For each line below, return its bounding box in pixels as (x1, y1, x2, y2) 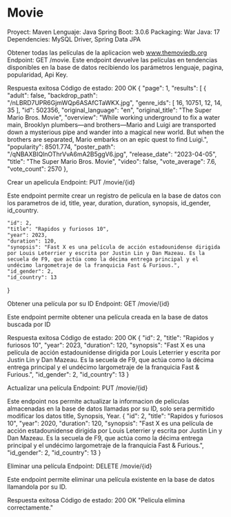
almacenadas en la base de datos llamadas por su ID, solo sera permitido (7, 404, 215, 413)
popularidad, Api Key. (7, 70, 68, 79)
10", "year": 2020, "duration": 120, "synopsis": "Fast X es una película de (7, 419, 214, 427)
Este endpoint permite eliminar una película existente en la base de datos (7, 475, 215, 483)
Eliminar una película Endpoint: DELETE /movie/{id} (7, 462, 152, 470)
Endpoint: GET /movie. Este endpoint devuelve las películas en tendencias (7, 55, 218, 64)
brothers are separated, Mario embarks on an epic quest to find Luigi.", (7, 135, 208, 143)
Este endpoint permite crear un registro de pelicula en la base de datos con (7, 191, 221, 200)
